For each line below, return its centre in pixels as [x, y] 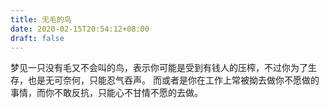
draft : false [37, 38]
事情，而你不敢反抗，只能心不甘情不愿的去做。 [106, 93]
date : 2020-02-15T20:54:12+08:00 [80, 29]
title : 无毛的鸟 [41, 19]
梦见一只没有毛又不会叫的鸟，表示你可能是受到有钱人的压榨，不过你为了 [159, 68]
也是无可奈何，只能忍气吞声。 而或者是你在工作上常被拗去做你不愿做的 [173, 80]
